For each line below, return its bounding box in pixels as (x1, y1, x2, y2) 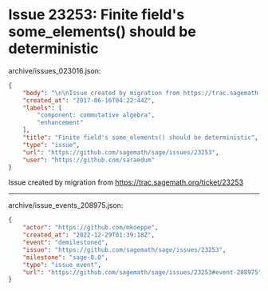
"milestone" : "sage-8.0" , (22, 253, 109, 261)
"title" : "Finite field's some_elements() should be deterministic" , (22, 134, 259, 142)
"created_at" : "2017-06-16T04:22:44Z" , (22, 96, 156, 105)
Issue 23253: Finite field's (8, 6, 185, 24)
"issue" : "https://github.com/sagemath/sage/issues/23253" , (22, 245, 227, 253)
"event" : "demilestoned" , (22, 238, 109, 247)
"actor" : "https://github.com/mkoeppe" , (22, 224, 159, 232)
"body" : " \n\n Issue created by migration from (22, 89, 180, 97)
